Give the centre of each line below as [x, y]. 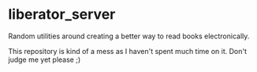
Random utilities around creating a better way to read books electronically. [129, 36]
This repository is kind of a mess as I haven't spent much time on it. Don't [127, 51]
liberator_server [62, 14]
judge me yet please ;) [45, 59]
